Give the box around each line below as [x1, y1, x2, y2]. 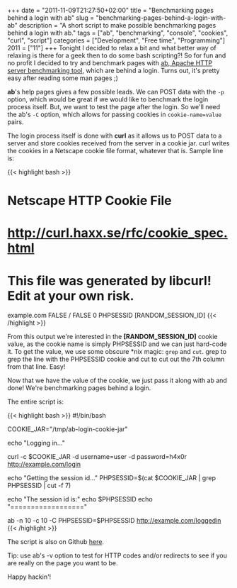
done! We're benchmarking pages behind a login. [7, 384, 151, 392]
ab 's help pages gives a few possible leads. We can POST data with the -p [7, 88, 224, 96]
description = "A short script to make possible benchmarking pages [18, 21, 216, 29]
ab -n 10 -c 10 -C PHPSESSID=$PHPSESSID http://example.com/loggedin [7, 516, 221, 525]
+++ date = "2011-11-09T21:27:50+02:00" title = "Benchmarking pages [7, 6, 214, 14]
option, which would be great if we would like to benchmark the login [7, 95, 209, 104]
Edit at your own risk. [7, 287, 134, 304]
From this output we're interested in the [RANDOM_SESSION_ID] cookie [7, 333, 218, 341]
